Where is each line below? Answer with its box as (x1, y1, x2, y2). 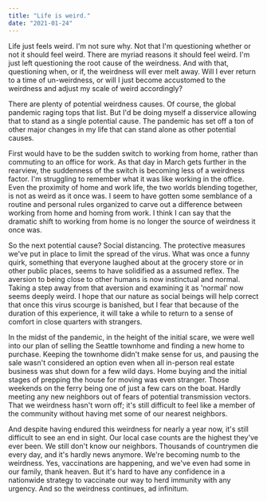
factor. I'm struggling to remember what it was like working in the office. (8, 173, 245, 184)
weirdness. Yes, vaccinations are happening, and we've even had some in (8, 458, 251, 467)
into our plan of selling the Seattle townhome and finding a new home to (8, 340, 245, 350)
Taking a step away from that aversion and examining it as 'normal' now (8, 283, 245, 292)
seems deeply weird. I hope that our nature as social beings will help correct (8, 291, 259, 300)
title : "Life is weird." (8, 11, 91, 20)
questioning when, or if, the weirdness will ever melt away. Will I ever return (8, 66, 257, 76)
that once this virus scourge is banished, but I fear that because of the (8, 300, 239, 309)
